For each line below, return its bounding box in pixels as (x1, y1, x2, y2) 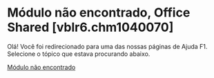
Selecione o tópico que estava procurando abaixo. (7, 50, 150, 58)
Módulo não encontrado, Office (7, 5, 191, 21)
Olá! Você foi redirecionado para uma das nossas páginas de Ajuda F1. (7, 42, 208, 50)
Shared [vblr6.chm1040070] (7, 19, 174, 35)
